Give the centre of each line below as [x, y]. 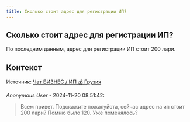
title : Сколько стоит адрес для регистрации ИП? [66, 11]
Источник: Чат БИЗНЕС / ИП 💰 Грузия [53, 82]
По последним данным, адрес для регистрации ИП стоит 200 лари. [91, 49]
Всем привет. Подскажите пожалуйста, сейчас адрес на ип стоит [103, 107]
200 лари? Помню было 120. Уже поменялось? [79, 113]
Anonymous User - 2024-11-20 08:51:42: [56, 95]
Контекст [24, 67]
